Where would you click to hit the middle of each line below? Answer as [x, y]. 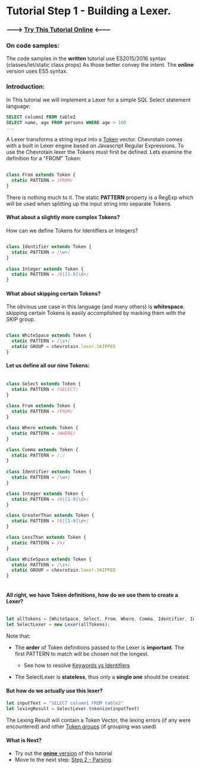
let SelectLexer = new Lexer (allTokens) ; [58, 625]
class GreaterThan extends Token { [50, 516]
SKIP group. [21, 320]
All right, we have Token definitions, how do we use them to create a [92, 595]
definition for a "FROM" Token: [44, 159]
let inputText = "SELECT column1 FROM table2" [65, 703]
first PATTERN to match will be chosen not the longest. [82, 654]
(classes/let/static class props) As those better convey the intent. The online [100, 65]
